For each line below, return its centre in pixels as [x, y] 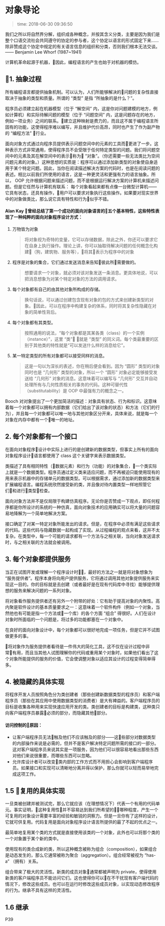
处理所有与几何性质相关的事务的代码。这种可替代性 [76, 385]
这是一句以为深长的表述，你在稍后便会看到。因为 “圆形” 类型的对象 [92, 366]
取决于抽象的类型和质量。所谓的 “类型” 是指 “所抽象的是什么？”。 [71, 98]
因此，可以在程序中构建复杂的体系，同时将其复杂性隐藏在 [94, 306]
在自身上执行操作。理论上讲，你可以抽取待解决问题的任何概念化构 [91, 245]
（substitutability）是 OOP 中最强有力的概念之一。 [75, 390]
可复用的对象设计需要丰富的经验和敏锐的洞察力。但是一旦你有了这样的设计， [82, 816]
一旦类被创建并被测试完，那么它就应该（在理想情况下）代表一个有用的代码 [80, 804]
